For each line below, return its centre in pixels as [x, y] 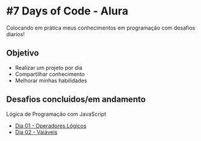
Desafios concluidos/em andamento [76, 100]
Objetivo [23, 53]
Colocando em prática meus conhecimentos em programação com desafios [101, 28]
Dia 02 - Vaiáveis [36, 132]
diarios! [16, 34]
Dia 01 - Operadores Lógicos [51, 125]
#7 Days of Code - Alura [67, 11]
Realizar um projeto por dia [49, 67]
